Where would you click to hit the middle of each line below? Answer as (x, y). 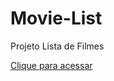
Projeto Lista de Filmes (57, 46)
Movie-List (56, 18)
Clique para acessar (51, 65)
